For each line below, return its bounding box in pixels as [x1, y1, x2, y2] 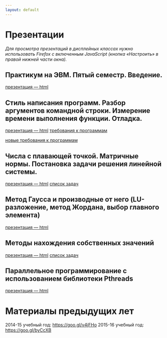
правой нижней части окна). [5, 56, 67, 62]
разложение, [5, 203, 49, 212]
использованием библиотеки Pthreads [5, 274, 133, 283]
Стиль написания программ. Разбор [5, 98, 126, 107]
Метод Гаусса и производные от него [5, 195, 129, 204]
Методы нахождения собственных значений [5, 239, 154, 247]
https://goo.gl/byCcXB [5, 327, 52, 333]
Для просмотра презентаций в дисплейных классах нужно [5, 46, 133, 52]
